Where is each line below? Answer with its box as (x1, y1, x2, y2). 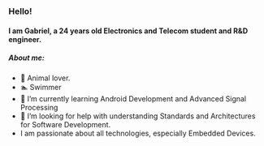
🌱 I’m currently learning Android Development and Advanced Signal (19, 94, 247, 104)
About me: (8, 53, 45, 62)
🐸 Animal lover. (19, 73, 71, 83)
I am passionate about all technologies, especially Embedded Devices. (19, 128, 256, 139)
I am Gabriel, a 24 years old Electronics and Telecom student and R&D (8, 26, 249, 36)
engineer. (8, 34, 42, 44)
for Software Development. (19, 120, 111, 130)
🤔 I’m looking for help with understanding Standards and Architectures (19, 111, 256, 121)
